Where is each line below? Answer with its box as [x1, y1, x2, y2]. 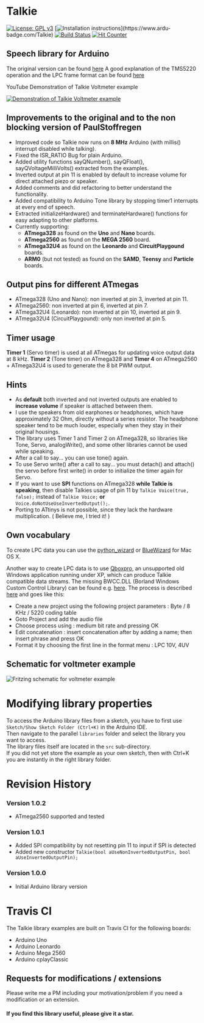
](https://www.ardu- [121, 24, 171, 32]
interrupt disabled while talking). [15, 145, 96, 152]
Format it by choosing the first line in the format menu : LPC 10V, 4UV [15, 641, 190, 648]
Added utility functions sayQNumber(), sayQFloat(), [15, 157, 145, 165]
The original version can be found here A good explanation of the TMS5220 [6, 65, 196, 72]
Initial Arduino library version [15, 883, 88, 890]
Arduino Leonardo [15, 942, 61, 950]
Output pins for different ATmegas [6, 279, 139, 289]
